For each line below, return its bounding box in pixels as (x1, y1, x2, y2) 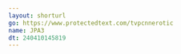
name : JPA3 (8, 26, 45, 34)
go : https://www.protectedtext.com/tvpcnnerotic (8, 19, 174, 27)
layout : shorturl (8, 11, 66, 20)
